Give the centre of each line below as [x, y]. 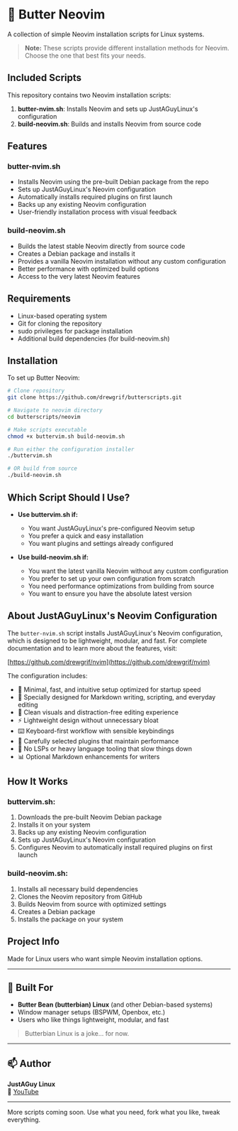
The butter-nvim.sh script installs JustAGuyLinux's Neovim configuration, [115, 633]
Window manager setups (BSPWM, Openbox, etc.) [91, 1012]
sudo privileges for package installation [75, 331]
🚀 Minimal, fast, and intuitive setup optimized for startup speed [109, 690]
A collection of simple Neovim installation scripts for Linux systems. [106, 34]
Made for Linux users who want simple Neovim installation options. [105, 958]
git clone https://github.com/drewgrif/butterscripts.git [95, 397]
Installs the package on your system [70, 919]
